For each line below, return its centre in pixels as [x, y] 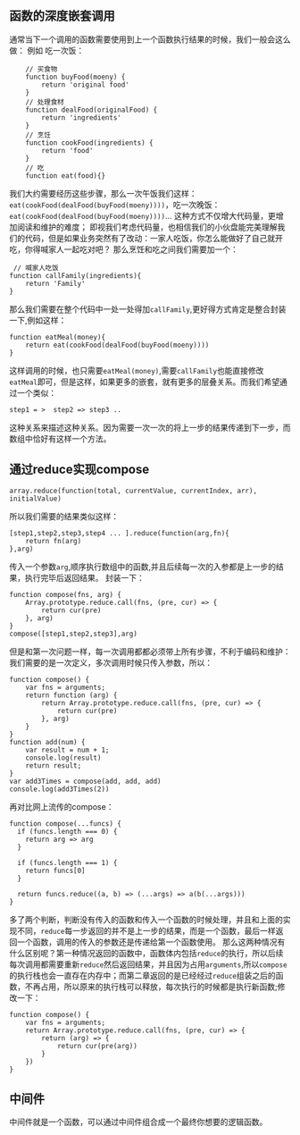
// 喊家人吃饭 [36, 268]
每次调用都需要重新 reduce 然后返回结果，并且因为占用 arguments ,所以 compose [148, 964]
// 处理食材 [45, 102]
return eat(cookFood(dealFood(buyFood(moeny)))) [117, 345]
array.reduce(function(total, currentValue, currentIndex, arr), [133, 491]
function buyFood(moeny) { [75, 77]
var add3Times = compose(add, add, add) [86, 781]
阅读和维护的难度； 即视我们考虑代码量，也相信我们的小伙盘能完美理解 [147, 227]
